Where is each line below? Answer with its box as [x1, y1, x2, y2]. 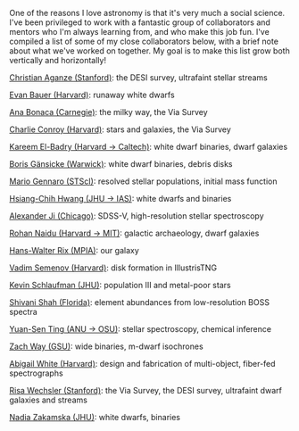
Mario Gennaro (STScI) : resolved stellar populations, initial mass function [9, 176, 278, 186]
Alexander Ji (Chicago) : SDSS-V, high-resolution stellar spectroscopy [9, 211, 265, 221]
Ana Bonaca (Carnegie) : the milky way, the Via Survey [9, 107, 208, 117]
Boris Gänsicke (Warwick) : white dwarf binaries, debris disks [9, 159, 234, 169]
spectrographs [9, 368, 64, 378]
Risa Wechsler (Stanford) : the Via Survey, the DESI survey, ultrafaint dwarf [9, 385, 283, 395]
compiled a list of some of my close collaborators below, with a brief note [9, 36, 279, 46]
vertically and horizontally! [9, 55, 107, 65]
